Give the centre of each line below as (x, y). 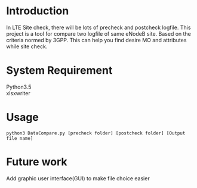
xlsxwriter (19, 93)
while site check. (27, 46)
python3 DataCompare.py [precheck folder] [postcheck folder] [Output (96, 133)
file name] (20, 138)
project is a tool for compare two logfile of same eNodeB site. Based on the (98, 33)
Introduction (38, 11)
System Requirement (59, 70)
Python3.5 (19, 87)
